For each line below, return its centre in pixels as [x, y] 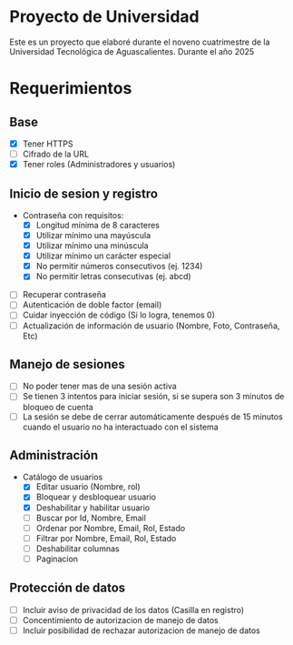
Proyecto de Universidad [104, 17]
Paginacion [57, 559]
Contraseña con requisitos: [73, 215]
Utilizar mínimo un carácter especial [103, 256]
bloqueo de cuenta [58, 407]
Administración [54, 455]
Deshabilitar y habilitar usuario [93, 508]
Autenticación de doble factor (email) [92, 305]
